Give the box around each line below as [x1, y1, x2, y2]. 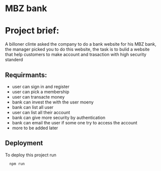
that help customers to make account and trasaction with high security [5, 51, 147, 57]
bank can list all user [12, 104, 54, 110]
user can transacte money [12, 94, 65, 100]
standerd [5, 57, 23, 63]
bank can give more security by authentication [12, 115, 106, 120]
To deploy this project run [5, 152, 57, 158]
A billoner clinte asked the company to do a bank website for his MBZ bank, [5, 41, 157, 47]
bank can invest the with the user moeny [12, 99, 94, 105]
